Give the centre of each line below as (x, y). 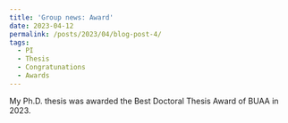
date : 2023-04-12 (42, 26)
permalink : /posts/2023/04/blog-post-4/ (86, 34)
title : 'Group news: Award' (62, 17)
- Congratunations (52, 68)
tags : (19, 42)
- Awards (34, 76)
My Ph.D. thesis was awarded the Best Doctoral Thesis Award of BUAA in (144, 101)
